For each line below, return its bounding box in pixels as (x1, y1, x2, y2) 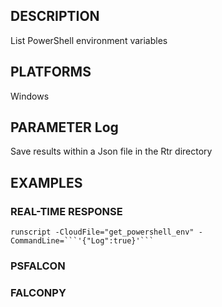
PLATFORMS (10, 64, 92, 81)
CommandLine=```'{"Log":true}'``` (10, 236, 155, 246)
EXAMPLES (10, 174, 83, 191)
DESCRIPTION (10, 8, 100, 25)
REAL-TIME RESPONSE (10, 204, 123, 218)
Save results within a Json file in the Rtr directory (10, 145, 213, 158)
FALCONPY (10, 285, 67, 299)
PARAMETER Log (10, 119, 119, 136)
